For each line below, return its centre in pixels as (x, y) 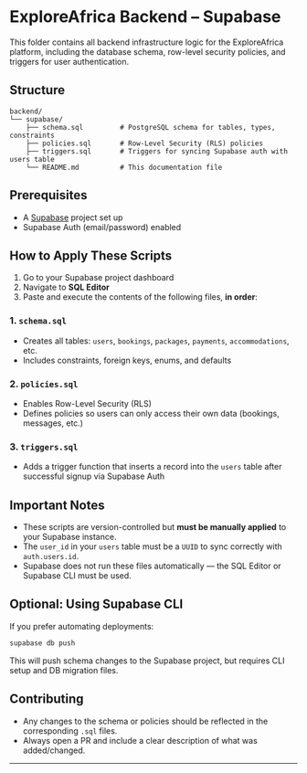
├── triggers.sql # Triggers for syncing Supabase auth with (157, 151)
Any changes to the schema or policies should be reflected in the (145, 721)
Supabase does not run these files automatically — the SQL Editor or (152, 566)
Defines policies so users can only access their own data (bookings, (151, 413)
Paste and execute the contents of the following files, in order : (140, 297)
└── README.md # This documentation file (124, 167)
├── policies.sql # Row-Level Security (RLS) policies (144, 143)
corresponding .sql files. (70, 731)
